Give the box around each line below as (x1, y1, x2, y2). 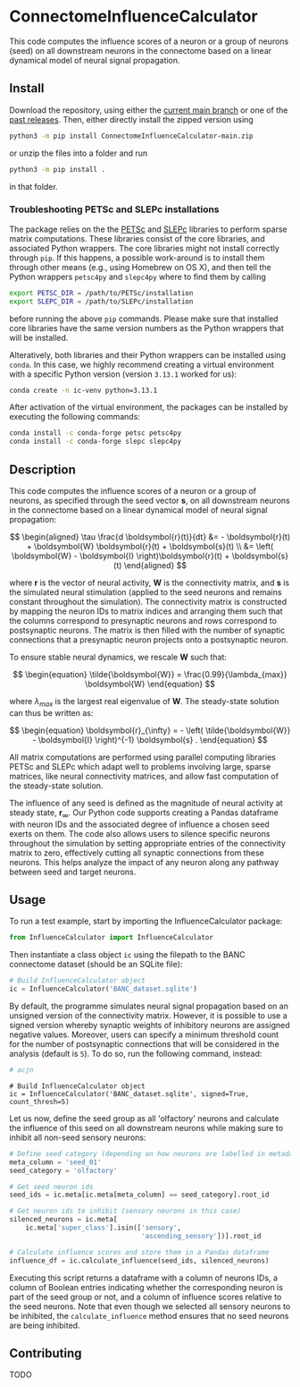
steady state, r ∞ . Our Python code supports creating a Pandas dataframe (9, 807, 279, 820)
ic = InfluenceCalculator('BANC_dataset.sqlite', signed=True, (9, 1089, 250, 1098)
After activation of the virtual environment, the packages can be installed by (9, 402, 288, 413)
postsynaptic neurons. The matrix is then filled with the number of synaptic (9, 625, 286, 635)
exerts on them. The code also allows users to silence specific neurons (9, 828, 271, 838)
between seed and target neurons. (9, 866, 137, 877)
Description (9, 462, 76, 477)
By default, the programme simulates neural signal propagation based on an (9, 1000, 288, 1012)
